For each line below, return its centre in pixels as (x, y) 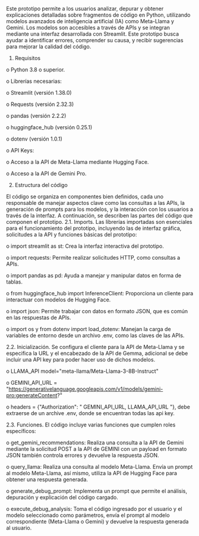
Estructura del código (41, 185)
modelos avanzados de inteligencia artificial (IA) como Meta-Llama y (90, 21)
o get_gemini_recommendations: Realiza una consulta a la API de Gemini (95, 442)
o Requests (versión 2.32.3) (40, 104)
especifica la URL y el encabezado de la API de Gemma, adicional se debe (97, 353)
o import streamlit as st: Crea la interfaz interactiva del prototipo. (85, 246)
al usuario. (19, 528)
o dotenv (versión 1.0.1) (34, 139)
